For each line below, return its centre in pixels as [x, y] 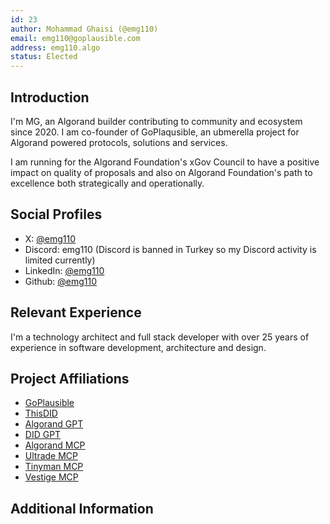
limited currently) [60, 260]
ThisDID [41, 413]
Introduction [50, 97]
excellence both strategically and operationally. [107, 183]
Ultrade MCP [51, 456]
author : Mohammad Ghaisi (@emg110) [84, 29]
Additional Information [82, 508]
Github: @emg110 [61, 281]
